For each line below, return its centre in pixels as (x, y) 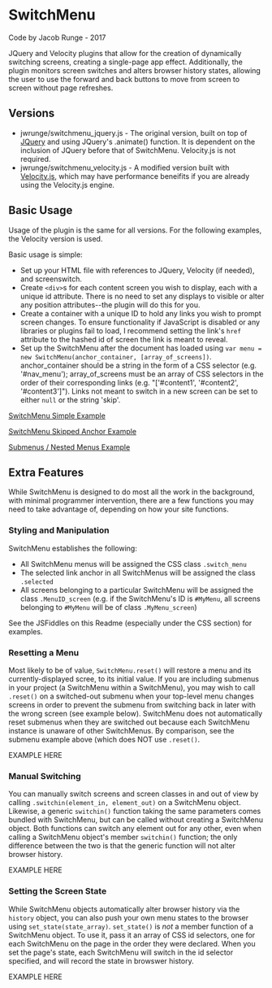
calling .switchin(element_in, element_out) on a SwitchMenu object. (125, 803)
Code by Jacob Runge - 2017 (57, 37)
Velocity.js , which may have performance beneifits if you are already (135, 176)
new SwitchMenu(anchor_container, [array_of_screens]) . (116, 356)
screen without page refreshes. (61, 88)
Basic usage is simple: (45, 255)
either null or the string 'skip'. (70, 399)
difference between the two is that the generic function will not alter (122, 846)
